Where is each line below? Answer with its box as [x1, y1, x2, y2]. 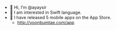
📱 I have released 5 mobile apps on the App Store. [9, 15, 112, 20]
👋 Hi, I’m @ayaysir [9, 5, 47, 10]
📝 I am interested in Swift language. [9, 10, 82, 15]
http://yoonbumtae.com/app [17, 20, 75, 25]
